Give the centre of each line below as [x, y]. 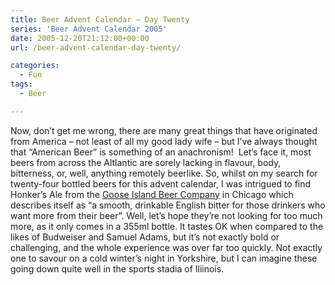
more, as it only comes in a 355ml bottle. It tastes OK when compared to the [167, 226]
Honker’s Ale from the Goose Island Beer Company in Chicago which [152, 194]
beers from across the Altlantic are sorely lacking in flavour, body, [146, 162]
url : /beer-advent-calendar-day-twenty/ [96, 47]
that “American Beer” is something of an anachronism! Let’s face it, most [161, 152]
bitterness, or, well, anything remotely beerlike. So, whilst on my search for [164, 173]
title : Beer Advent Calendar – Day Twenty [100, 19]
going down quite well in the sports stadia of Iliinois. [117, 268]
